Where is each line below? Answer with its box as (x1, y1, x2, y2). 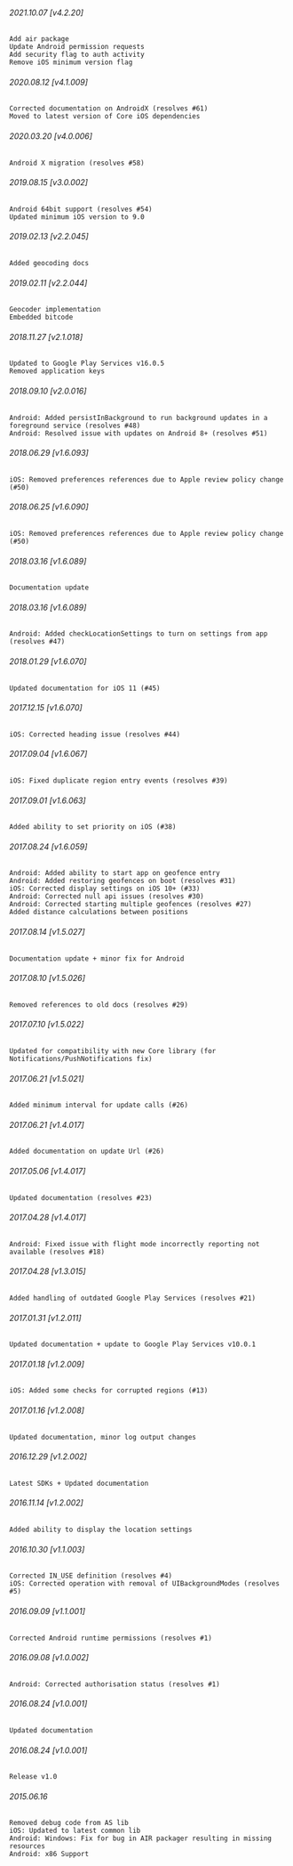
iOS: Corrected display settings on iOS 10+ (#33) (9, 884, 201, 894)
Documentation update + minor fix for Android (9, 953, 185, 963)
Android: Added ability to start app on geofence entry (9, 869, 220, 878)
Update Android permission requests (9, 43, 145, 52)
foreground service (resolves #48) (9, 421, 141, 430)
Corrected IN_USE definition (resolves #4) (9, 1571, 173, 1580)
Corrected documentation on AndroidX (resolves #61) (9, 104, 209, 113)
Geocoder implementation (9, 305, 101, 314)
